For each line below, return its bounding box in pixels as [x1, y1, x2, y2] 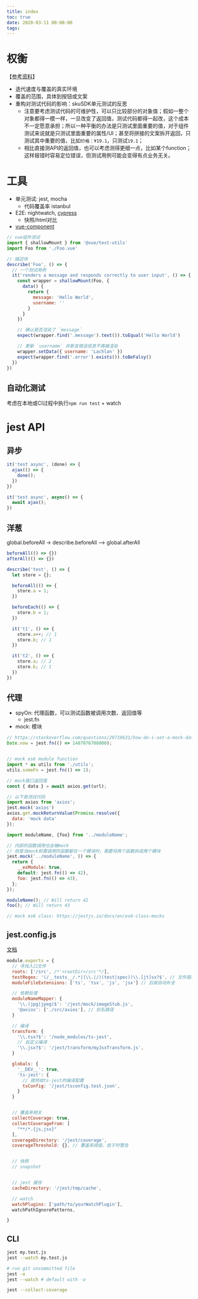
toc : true [6, 14, 31, 20]
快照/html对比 [24, 216, 58, 224]
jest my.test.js [6, 1249, 46, 1255]
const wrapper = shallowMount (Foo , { [17, 278, 110, 284]
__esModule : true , [17, 865, 62, 871]
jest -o [6, 1271, 26, 1277]
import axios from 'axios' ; [6, 799, 76, 805]
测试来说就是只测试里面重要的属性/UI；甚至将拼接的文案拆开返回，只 [24, 130, 191, 137]
